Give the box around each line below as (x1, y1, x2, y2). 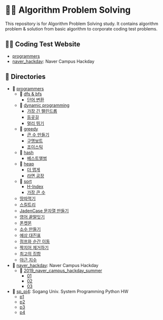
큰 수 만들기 (27, 132, 50, 137)
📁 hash (19, 149, 34, 155)
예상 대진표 (19, 232, 41, 238)
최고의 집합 (19, 250, 41, 257)
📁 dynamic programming (19, 102, 70, 108)
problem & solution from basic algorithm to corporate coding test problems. (5, 26, 158, 31)
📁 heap (19, 160, 34, 166)
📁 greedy (19, 126, 38, 132)
